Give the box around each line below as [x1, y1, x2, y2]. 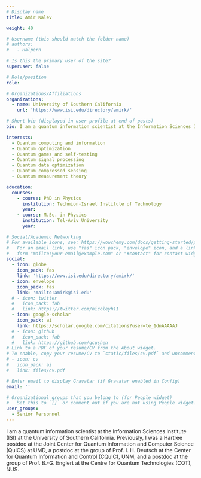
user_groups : [6, 406, 39, 412]
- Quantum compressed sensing [11, 168, 87, 174]
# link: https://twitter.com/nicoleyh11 [11, 306, 119, 312]
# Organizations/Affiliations [6, 90, 82, 96]
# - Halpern [6, 47, 42, 53]
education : [6, 184, 33, 190]
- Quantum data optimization [11, 162, 84, 168]
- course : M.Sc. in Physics [17, 212, 87, 218]
